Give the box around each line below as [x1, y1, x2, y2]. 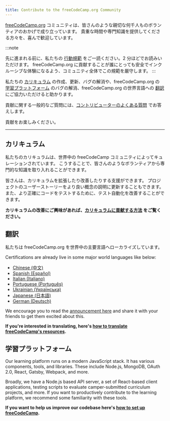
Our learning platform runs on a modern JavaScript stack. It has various [5, 358, 155, 364]
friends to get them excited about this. [5, 313, 85, 319]
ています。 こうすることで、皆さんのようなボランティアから [36, 160, 161, 167]
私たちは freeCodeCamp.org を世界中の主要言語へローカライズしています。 [5, 244, 163, 250]
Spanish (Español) [12, 270, 51, 276]
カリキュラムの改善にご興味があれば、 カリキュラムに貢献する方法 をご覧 [5, 207, 157, 213]
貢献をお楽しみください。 [5, 119, 59, 125]
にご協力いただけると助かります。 [5, 91, 76, 97]
